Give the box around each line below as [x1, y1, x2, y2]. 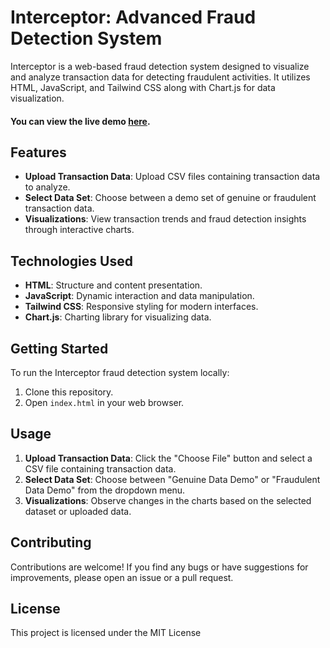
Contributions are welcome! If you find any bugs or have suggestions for [10, 561, 309, 573]
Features [10, 144, 67, 161]
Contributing [10, 534, 92, 551]
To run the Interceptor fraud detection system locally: [10, 366, 230, 378]
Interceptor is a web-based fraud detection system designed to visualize [10, 60, 310, 72]
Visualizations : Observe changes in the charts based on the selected [24, 494, 312, 506]
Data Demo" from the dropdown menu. [24, 484, 186, 496]
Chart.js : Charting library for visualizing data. [24, 311, 212, 323]
